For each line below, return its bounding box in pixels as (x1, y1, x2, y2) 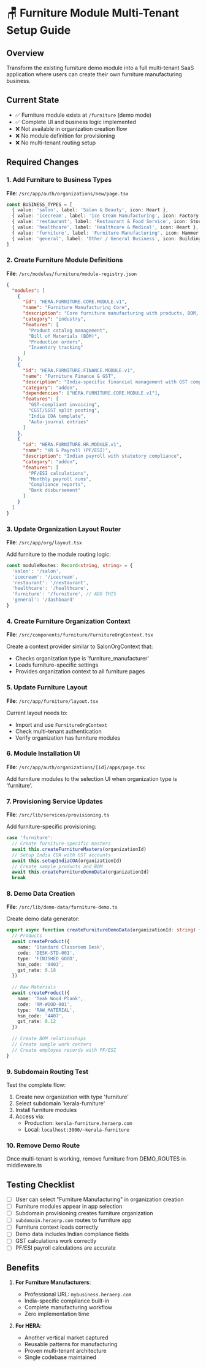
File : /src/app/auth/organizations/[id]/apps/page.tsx (6, 763, 145, 770)
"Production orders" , (28, 339, 84, 345)
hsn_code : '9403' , (17, 961, 64, 968)
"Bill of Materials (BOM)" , (28, 333, 100, 339)
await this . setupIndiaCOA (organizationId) (12, 858, 122, 864)
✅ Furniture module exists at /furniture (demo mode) (15, 111, 152, 119)
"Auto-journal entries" (28, 418, 89, 425)
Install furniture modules (15, 1106, 77, 1113)
